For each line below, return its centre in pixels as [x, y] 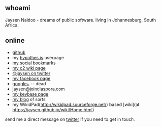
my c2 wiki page [29, 68]
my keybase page [30, 94]
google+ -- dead [29, 83]
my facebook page [31, 78]
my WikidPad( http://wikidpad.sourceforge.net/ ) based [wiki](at [76, 104]
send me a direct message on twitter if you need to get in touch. [70, 119]
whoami [18, 8]
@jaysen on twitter [31, 73]
